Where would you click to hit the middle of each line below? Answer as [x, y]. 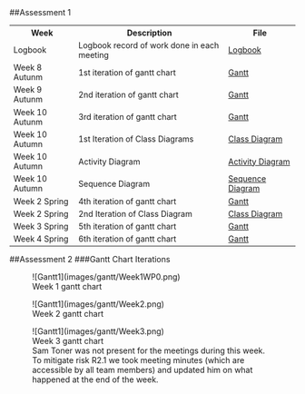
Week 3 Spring [41, 226]
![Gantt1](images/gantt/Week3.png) [98, 331]
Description [149, 33]
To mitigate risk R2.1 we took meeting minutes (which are [138, 360]
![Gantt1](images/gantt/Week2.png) [98, 304]
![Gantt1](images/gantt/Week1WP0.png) [106, 276]
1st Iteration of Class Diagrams [136, 139]
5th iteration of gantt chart [128, 226]
